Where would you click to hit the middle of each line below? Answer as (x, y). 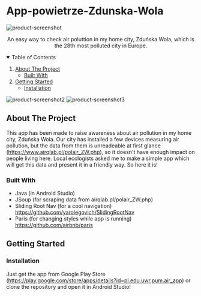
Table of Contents (34, 57)
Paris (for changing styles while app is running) (73, 219)
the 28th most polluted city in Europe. (101, 46)
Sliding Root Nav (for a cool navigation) (63, 206)
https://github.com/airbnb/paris (54, 225)
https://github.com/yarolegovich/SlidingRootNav (75, 212)
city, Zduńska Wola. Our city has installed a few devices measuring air (93, 139)
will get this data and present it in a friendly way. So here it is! (82, 164)
